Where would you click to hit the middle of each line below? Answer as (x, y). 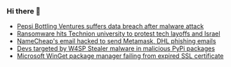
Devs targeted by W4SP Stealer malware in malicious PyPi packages (116, 49)
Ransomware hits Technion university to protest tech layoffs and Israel (118, 33)
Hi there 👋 (24, 11)
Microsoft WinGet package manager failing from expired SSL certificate (120, 56)
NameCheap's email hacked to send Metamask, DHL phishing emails (116, 41)
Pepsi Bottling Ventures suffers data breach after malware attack (110, 27)
